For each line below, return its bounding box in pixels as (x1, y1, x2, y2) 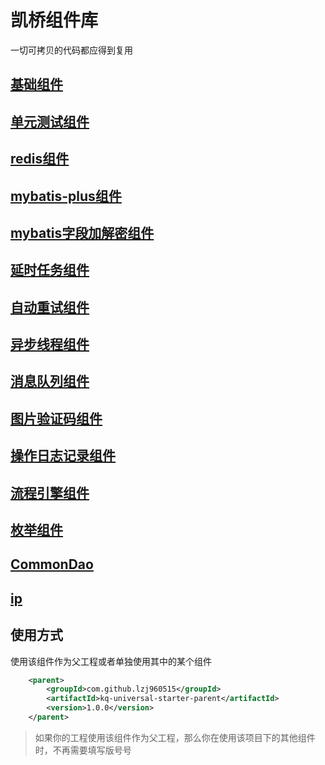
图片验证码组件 (10, 410, 103, 427)
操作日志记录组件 (10, 447, 116, 465)
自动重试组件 (10, 299, 90, 316)
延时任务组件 (10, 262, 90, 279)
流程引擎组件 (10, 484, 90, 501)
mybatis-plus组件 (10, 187, 122, 205)
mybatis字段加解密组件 (10, 224, 155, 241)
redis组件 (10, 151, 70, 168)
